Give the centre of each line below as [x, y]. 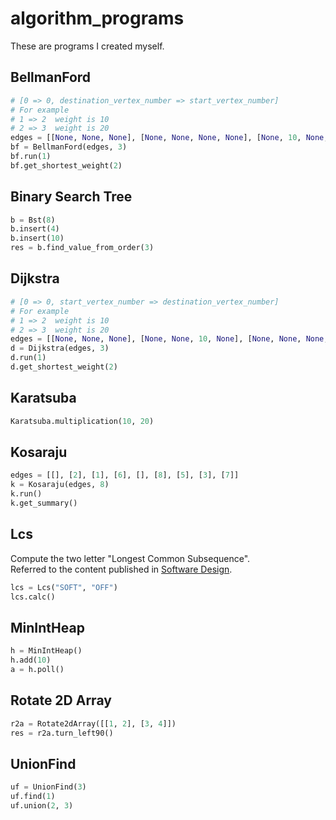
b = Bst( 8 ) [33, 220]
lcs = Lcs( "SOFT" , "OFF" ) [64, 587]
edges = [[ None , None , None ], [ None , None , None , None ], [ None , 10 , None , [169, 138]
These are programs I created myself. [87, 46]
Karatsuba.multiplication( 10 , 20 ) [82, 421]
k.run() [26, 494]
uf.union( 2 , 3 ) [42, 806]
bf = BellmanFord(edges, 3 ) [69, 147]
